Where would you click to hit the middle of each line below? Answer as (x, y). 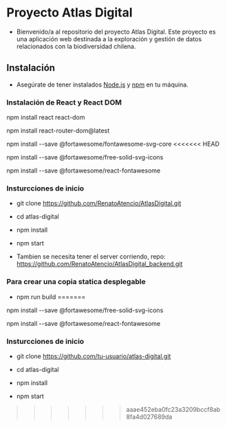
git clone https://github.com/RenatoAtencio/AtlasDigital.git (99, 204)
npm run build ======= (51, 296)
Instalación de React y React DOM (64, 102)
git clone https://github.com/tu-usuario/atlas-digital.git (94, 356)
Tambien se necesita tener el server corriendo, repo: (91, 256)
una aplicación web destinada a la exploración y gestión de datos (109, 39)
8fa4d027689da (149, 417)
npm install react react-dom (46, 118)
